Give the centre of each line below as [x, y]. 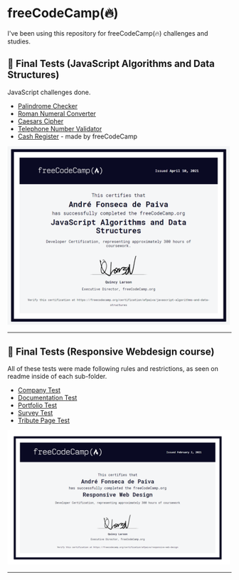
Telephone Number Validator [60, 128]
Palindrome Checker [48, 106]
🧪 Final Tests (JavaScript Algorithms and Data [111, 64]
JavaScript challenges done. [49, 92]
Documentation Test [47, 397]
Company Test [39, 390]
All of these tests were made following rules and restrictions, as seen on [113, 368]
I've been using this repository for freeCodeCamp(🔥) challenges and [108, 33]
